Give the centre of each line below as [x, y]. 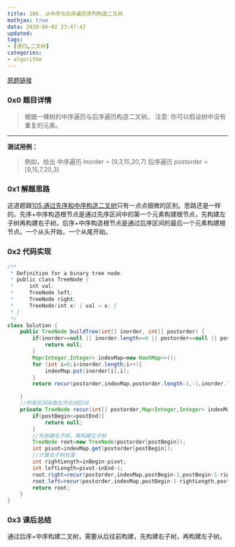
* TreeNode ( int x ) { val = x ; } [64, 305]
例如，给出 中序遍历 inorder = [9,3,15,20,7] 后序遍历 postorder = [116, 162]
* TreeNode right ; [43, 299]
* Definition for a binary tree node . [67, 273]
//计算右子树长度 [54, 455]
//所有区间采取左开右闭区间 [54, 403]
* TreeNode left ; [42, 293]
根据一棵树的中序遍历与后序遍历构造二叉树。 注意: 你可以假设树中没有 [125, 117]
